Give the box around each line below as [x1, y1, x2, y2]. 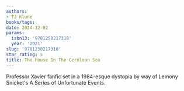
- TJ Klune [6, 14, 33, 20]
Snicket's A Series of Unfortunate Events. [6, 79, 106, 86]
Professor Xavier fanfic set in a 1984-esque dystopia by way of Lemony [6, 73, 178, 80]
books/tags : [6, 19, 35, 25]
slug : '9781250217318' [6, 46, 61, 52]
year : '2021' [11, 41, 43, 47]
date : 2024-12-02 [6, 24, 48, 31]
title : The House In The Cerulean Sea [6, 57, 100, 63]
